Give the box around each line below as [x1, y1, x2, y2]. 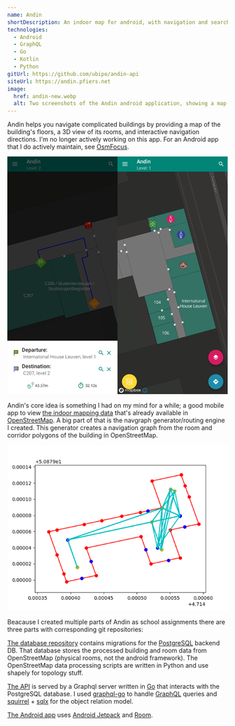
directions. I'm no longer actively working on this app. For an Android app [7, 135, 219, 144]
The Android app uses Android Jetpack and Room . [7, 711, 153, 719]
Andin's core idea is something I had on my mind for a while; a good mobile [7, 401, 225, 410]
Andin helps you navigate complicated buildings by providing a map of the [7, 120, 221, 129]
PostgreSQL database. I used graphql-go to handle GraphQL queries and [7, 690, 218, 698]
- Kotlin [13, 56, 39, 63]
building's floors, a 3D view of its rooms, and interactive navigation [7, 128, 200, 136]
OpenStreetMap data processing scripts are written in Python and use [7, 661, 208, 670]
